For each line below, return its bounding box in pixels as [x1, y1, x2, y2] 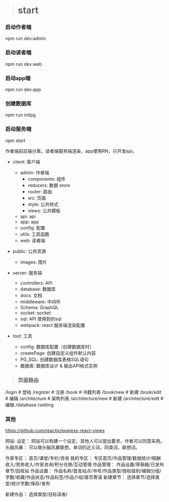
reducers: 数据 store [27, 182, 70, 188]
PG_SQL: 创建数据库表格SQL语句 [20, 356, 89, 362]
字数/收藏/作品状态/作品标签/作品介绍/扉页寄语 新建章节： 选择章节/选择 [5, 474, 156, 480]
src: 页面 [27, 195, 46, 201]
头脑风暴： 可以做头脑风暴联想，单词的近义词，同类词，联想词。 [5, 444, 140, 451]
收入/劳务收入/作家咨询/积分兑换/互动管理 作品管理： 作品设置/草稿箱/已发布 [5, 461, 164, 467]
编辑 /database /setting [5, 401, 54, 408]
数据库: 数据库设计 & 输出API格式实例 [20, 362, 98, 369]
